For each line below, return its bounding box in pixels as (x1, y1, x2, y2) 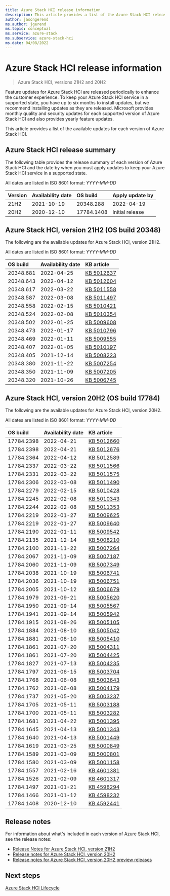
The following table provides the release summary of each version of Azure (5, 159, 163, 165)
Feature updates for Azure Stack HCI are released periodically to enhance (5, 89, 159, 95)
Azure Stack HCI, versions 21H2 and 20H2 (17, 79, 106, 85)
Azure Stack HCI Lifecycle (5, 885, 60, 891)
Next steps (5, 871, 40, 880)
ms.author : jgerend (5, 21, 47, 27)
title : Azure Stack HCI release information (5, 7, 101, 13)
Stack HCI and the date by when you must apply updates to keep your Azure (5, 164, 165, 170)
